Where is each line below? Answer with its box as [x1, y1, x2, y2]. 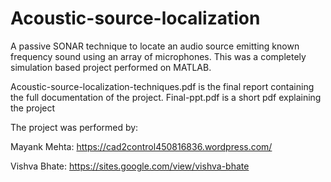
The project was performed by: [10, 121, 139, 133]
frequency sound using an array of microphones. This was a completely [10, 50, 307, 62]
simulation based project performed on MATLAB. [10, 61, 212, 73]
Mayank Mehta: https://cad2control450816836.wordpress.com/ [10, 140, 273, 152]
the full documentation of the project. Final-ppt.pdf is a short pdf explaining [10, 91, 322, 103]
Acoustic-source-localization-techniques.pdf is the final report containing [10, 80, 315, 92]
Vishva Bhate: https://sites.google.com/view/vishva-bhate [10, 160, 250, 172]
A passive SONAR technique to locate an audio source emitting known [10, 40, 300, 52]
